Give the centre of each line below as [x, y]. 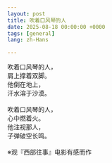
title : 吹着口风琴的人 [37, 20]
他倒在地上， [26, 84]
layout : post [26, 14]
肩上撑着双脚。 [29, 76]
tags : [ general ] [31, 33]
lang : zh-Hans [28, 40]
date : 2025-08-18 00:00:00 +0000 [56, 27]
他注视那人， [26, 127]
